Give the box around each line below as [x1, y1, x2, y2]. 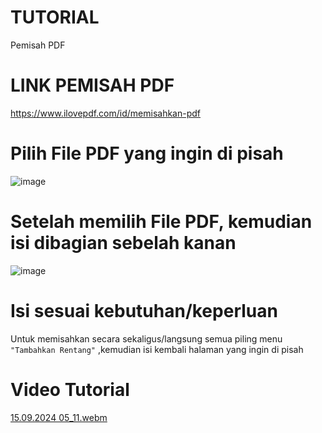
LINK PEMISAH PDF [10, 74, 175, 97]
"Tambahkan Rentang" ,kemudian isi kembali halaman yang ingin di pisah [10, 343, 304, 355]
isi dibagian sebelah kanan [10, 232, 237, 254]
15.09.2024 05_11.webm [10, 411, 108, 423]
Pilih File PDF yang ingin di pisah [10, 142, 284, 165]
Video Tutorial [10, 378, 130, 401]
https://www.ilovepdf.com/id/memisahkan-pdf [10, 107, 202, 119]
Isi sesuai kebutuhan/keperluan [10, 299, 278, 322]
